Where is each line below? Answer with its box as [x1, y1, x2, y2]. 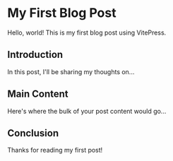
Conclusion [7, 127, 59, 139]
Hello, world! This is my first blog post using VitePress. [7, 28, 167, 37]
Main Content [7, 88, 68, 100]
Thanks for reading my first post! [7, 146, 103, 155]
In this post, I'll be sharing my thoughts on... [7, 67, 135, 76]
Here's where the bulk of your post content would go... [7, 107, 167, 115]
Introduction [7, 49, 64, 61]
